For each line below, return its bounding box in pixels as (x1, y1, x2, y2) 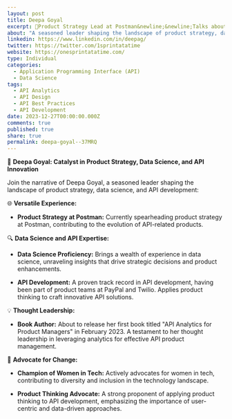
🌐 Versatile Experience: (7, 199, 77, 207)
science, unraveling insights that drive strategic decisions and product (17, 257, 217, 266)
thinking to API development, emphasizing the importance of (17, 397, 190, 405)
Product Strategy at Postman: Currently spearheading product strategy (17, 213, 222, 221)
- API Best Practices (13, 100, 76, 107)
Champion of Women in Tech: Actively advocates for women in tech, (17, 369, 215, 378)
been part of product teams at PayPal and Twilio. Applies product (17, 286, 203, 294)
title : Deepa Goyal (7, 17, 64, 24)
